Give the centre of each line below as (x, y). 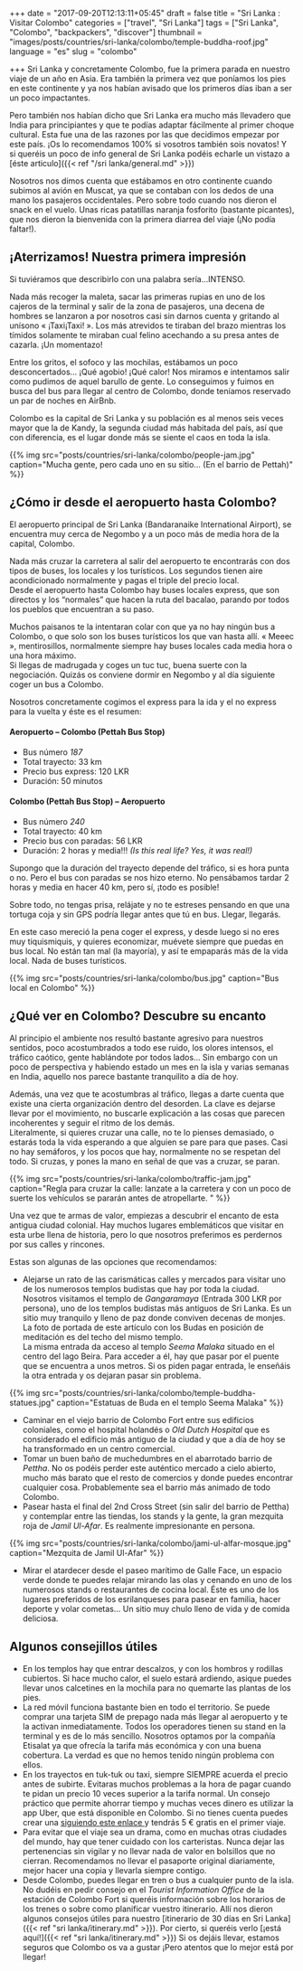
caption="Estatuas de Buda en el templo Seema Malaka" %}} (170, 1402)
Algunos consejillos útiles (84, 1647)
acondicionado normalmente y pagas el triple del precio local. (124, 580)
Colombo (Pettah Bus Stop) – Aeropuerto (87, 802)
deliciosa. (40, 1618)
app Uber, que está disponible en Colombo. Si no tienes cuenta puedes (155, 1813)
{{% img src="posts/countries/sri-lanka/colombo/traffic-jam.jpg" (130, 1178)
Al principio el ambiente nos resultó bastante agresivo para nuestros (137, 1038)
